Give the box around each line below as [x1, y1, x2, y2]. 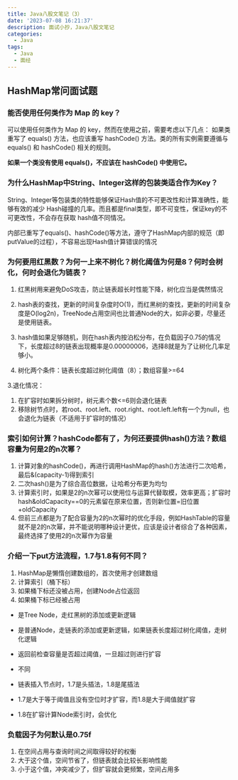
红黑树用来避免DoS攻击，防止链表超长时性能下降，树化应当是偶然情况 [17, 285, 224, 294]
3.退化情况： [7, 381, 45, 390]
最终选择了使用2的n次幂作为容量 [17, 532, 113, 540]
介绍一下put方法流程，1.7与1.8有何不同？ [7, 551, 148, 561]
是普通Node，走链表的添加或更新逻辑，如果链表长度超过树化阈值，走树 [17, 626, 227, 634]
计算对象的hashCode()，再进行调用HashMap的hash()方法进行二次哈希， [17, 462, 230, 470]
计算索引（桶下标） [17, 577, 75, 586]
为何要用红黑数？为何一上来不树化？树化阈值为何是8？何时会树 [7, 257, 224, 267]
